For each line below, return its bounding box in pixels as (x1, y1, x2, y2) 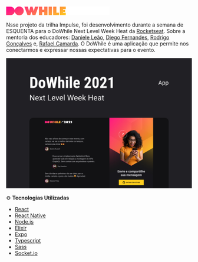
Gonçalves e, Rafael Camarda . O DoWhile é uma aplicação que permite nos (6, 40, 189, 47)
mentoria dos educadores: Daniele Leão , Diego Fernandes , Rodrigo (6, 34, 170, 41)
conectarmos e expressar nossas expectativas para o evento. (6, 47, 156, 53)
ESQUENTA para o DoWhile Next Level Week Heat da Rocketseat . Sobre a (6, 28, 186, 34)
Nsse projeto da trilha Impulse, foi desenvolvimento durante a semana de (6, 21, 184, 28)
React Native (14, 212, 46, 219)
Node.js (14, 218, 34, 225)
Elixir (14, 225, 27, 232)
